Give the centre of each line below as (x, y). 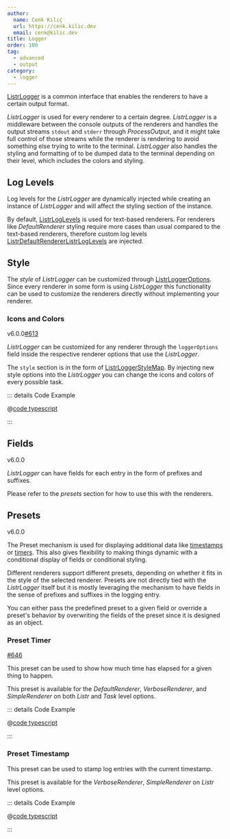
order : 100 (23, 45)
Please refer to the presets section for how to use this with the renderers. (110, 494)
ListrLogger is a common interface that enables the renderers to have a (107, 97)
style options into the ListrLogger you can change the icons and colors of (111, 375)
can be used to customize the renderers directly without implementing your (113, 294)
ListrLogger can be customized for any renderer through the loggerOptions (113, 347)
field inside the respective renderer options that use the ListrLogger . (103, 354)
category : (21, 71)
